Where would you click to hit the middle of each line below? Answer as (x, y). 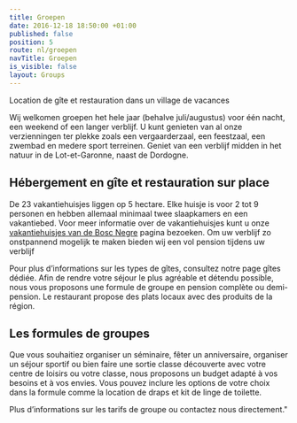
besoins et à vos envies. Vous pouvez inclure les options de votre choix (140, 383)
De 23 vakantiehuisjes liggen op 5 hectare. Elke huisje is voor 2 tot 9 (134, 204)
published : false (41, 34)
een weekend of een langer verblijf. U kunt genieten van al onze (126, 127)
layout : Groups (37, 75)
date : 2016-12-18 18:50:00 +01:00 (73, 26)
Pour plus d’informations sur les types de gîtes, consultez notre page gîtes (145, 268)
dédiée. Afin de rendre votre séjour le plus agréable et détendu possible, (141, 277)
